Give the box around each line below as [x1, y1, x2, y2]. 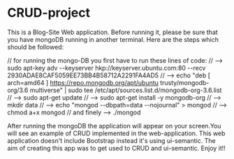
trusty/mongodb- [159, 78, 210, 86]
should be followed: [7, 43, 64, 51]
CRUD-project [7, 5, 91, 21]
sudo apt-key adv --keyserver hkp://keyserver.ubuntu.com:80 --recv [7, 63, 206, 72]
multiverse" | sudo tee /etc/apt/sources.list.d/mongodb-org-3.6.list [29, 86, 222, 94]
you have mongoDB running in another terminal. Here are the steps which [7, 35, 219, 43]
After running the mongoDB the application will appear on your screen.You [7, 121, 221, 130]
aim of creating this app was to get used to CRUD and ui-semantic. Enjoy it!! [7, 144, 226, 152]
